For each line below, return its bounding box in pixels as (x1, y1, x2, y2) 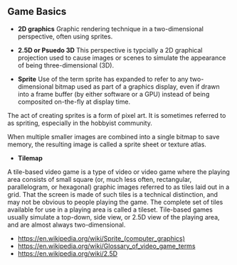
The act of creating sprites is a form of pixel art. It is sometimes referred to (7, 111, 226, 119)
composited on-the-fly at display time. (17, 97, 130, 106)
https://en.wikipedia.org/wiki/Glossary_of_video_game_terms (17, 242, 196, 250)
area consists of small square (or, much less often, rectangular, (7, 175, 192, 183)
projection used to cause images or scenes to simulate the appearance (17, 53, 226, 62)
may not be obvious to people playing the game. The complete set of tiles (7, 198, 223, 206)
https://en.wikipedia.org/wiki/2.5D (17, 249, 118, 258)
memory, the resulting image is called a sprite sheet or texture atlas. (7, 140, 206, 148)
